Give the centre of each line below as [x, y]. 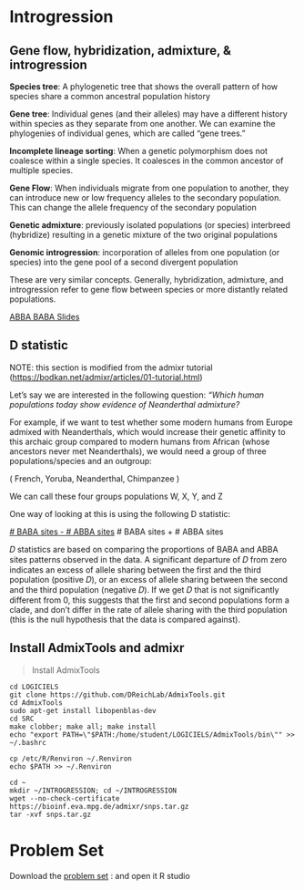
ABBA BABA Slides [45, 317]
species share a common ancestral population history [110, 96]
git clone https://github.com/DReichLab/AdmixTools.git [117, 695]
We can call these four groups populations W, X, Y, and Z [116, 496]
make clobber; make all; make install [83, 727]
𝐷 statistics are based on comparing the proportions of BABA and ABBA [144, 549]
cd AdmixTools [36, 703]
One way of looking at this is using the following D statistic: [120, 513]
